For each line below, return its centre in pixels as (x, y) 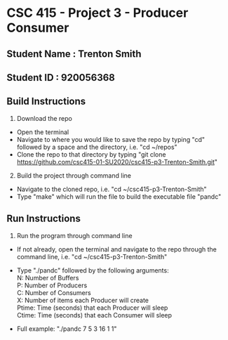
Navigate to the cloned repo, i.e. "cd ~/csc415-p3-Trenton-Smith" (112, 189)
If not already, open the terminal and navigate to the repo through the (116, 249)
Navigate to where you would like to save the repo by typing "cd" (110, 139)
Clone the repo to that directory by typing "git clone (91, 154)
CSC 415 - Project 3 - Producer (98, 13)
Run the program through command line (74, 235)
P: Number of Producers (52, 285)
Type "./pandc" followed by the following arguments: (93, 270)
